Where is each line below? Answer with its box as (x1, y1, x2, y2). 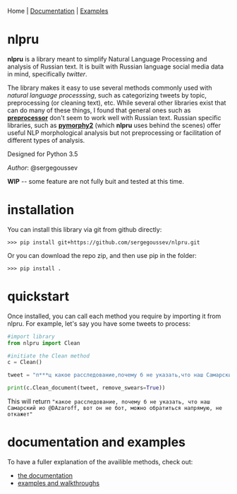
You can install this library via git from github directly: (7, 225, 162, 233)
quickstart (7, 288, 69, 305)
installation (7, 202, 75, 218)
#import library (7, 333, 55, 340)
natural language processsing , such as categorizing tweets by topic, (7, 90, 207, 99)
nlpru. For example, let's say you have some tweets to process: (7, 319, 191, 328)
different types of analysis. (7, 136, 85, 144)
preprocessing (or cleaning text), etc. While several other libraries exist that (7, 98, 226, 107)
